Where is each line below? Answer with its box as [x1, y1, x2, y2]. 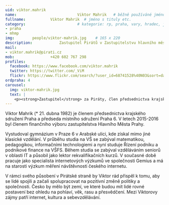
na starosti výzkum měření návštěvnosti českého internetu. [5, 163, 127, 169]
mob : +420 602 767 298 [5, 54, 87, 60]
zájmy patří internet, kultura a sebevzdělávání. [5, 194, 101, 200]
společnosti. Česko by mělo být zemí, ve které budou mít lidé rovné [5, 184, 145, 190]
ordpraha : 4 [5, 78, 30, 83]
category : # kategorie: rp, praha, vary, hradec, [5, 21, 161, 27]
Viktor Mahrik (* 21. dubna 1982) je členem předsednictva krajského [5, 111, 146, 117]
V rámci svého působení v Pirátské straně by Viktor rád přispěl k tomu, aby [5, 173, 160, 179]
